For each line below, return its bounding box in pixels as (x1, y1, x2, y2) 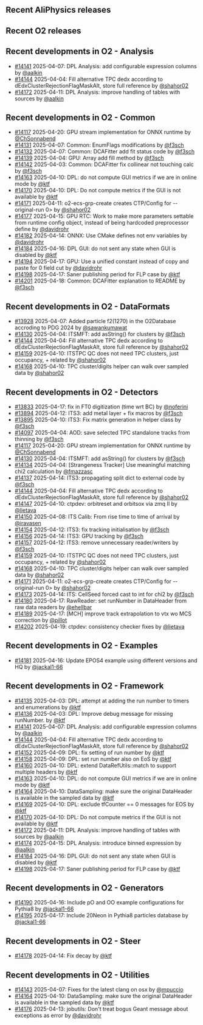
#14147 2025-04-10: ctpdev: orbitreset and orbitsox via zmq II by (14, 500, 177, 508)
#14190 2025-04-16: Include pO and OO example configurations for (14, 899, 184, 906)
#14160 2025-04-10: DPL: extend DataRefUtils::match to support (14, 761, 177, 769)
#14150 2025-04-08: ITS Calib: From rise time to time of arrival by (14, 513, 180, 520)
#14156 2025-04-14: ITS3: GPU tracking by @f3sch (14, 533, 144, 540)
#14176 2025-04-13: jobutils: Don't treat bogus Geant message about (14, 1006, 188, 1013)
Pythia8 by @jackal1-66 (14, 905, 74, 912)
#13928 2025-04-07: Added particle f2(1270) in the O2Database (14, 318, 176, 325)
